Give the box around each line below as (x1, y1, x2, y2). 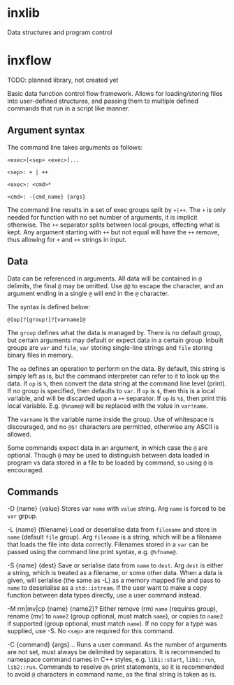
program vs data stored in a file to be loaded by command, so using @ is (7, 458, 214, 467)
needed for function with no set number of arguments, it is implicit (7, 213, 198, 221)
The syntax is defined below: (7, 302, 91, 311)
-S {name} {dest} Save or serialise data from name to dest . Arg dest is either (7, 561, 224, 570)
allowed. (7, 430, 31, 438)
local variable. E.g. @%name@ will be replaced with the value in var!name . (7, 401, 208, 410)
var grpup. (7, 512, 38, 521)
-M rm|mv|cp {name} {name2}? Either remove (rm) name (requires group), (7, 605, 218, 613)
